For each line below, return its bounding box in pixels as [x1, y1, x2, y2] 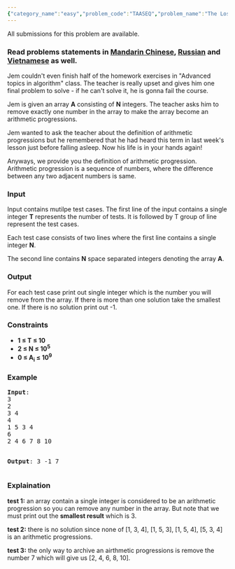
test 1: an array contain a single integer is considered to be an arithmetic [7, 496, 216, 505]
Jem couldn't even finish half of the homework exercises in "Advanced [7, 71, 211, 80]
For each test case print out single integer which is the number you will [7, 288, 211, 296]
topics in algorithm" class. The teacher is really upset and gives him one [7, 78, 215, 87]
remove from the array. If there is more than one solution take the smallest [7, 295, 221, 304]
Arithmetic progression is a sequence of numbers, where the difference [7, 164, 213, 172]
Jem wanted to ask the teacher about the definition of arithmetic [7, 128, 193, 136]
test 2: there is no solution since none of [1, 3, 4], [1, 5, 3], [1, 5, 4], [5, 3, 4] [7, 525, 223, 533]
